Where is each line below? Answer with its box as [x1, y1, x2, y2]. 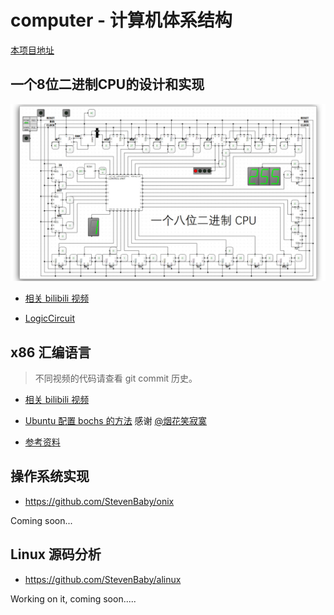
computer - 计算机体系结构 [10, 9, 233, 32]
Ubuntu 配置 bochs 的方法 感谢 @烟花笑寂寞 [24, 415, 208, 427]
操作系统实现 [10, 468, 90, 485]
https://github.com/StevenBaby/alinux [24, 573, 182, 585]
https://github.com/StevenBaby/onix [24, 495, 175, 507]
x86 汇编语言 [10, 344, 92, 361]
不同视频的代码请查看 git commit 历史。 [34, 372, 198, 385]
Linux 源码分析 [10, 546, 102, 563]
